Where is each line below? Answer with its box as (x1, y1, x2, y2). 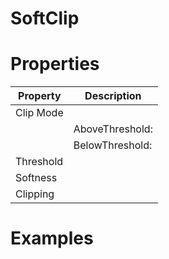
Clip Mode (15, 106, 64, 120)
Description (84, 89, 142, 103)
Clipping (15, 187, 55, 201)
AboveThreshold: (73, 122, 153, 136)
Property (18, 89, 62, 103)
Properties (10, 53, 100, 76)
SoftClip (10, 7, 80, 30)
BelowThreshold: (73, 138, 153, 152)
